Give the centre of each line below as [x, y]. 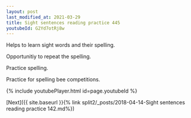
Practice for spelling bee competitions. [53, 79]
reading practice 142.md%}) [41, 109]
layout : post [22, 12]
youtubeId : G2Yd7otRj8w [35, 28]
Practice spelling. [27, 68]
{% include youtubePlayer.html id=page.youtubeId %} [72, 91]
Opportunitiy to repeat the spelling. [49, 56]
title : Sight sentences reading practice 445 [63, 23]
